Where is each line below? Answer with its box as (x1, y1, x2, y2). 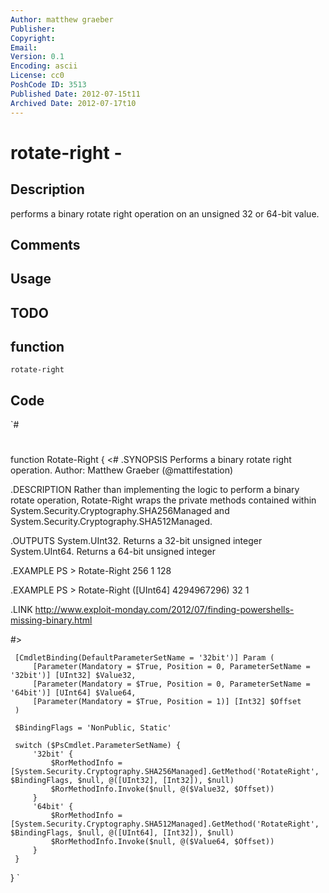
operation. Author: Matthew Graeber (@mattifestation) (10, 464, 234, 476)
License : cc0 (10, 71, 65, 81)
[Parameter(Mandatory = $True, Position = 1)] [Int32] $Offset (32, 697, 302, 707)
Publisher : (10, 24, 56, 34)
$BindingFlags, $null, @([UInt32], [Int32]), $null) (10, 776, 235, 786)
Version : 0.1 (10, 52, 65, 62)
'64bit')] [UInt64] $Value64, (10, 688, 137, 698)
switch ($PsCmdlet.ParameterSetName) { (14, 741, 182, 751)
